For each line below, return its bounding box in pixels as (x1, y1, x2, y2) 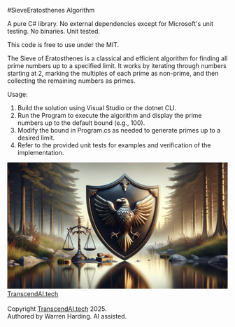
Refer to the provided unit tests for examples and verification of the (17, 141, 211, 149)
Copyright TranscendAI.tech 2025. (7, 305, 107, 313)
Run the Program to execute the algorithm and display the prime (17, 112, 202, 119)
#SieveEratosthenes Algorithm (7, 6, 95, 14)
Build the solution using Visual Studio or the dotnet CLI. (17, 104, 177, 112)
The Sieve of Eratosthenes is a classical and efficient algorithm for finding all (7, 54, 228, 62)
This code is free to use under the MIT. (7, 41, 120, 48)
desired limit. (17, 133, 55, 142)
